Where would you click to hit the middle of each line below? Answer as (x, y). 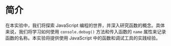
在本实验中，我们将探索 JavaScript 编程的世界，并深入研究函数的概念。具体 (85, 25)
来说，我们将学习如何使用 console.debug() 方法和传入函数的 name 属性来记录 (86, 31)
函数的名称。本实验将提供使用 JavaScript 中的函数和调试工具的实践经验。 (83, 38)
